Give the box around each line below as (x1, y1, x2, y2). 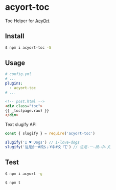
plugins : (5, 81, 23, 86)
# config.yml (5, 72, 32, 77)
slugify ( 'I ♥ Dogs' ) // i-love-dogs (5, 140, 80, 145)
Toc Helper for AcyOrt (5, 18, 50, 24)
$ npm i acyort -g (5, 171, 43, 176)
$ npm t (5, 180, 21, 185)
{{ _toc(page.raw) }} (5, 108, 49, 113)
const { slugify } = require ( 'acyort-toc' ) (5, 131, 95, 136)
